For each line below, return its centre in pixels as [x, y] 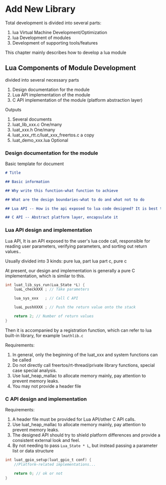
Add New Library [40, 9]
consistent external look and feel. [46, 441]
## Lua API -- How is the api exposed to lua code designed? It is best [82, 209]
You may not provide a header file [47, 386]
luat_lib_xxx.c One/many [37, 124]
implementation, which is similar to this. [45, 276]
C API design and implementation [46, 399]
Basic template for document [35, 164]
